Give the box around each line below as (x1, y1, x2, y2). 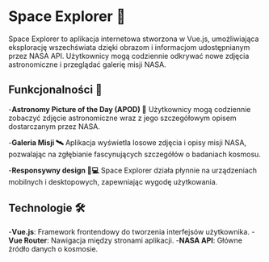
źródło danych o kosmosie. (8, 243, 99, 253)
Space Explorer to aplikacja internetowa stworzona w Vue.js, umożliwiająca (8, 34, 259, 44)
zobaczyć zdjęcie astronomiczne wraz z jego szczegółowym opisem (8, 113, 237, 123)
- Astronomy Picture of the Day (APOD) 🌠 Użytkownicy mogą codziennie (8, 104, 251, 114)
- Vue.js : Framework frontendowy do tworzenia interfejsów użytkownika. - (8, 227, 255, 236)
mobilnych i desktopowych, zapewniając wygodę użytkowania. (8, 177, 218, 186)
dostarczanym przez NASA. (8, 121, 101, 131)
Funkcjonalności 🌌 (8, 83, 103, 97)
